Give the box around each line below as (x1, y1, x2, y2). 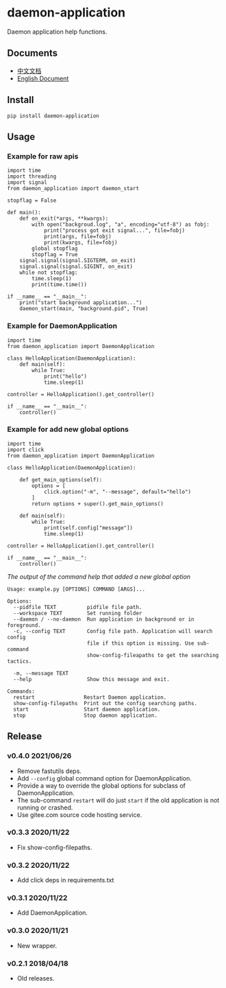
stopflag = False (7, 197, 57, 204)
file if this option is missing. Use (86, 640, 194, 647)
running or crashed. (16, 803, 73, 812)
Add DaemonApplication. (16, 908, 88, 917)
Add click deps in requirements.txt (16, 876, 114, 884)
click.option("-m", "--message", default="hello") (43, 488, 192, 495)
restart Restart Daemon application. (13, 693, 167, 701)
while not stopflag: (19, 269, 78, 276)
